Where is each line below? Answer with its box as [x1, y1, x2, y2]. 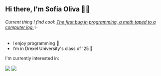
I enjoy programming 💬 [12, 40, 59, 46]
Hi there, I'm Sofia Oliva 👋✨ [5, 5, 90, 13]
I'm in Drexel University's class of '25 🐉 [12, 45, 93, 51]
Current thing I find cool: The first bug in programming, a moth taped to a [5, 18, 156, 25]
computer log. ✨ [5, 24, 38, 30]
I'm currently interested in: [5, 55, 59, 61]
